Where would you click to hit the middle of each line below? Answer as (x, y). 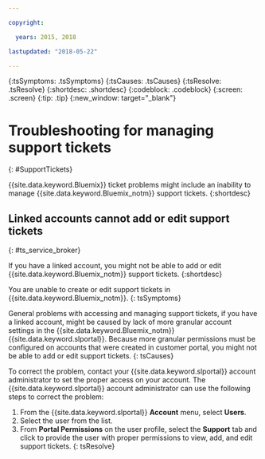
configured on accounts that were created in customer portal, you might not (132, 347)
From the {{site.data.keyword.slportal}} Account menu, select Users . (133, 413)
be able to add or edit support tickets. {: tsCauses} (91, 356)
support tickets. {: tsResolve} (67, 446)
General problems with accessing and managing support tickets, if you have (133, 314)
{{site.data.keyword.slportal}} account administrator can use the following (129, 389)
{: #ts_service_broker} (45, 250)
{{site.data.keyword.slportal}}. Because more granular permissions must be (132, 339)
